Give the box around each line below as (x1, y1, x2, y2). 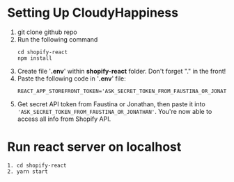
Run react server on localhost (7, 139, 182, 155)
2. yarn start (7, 168, 49, 175)
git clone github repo (17, 28, 78, 36)
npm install (17, 54, 52, 62)
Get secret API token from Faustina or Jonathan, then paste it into (17, 99, 205, 108)
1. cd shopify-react (7, 162, 68, 169)
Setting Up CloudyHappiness (7, 5, 179, 21)
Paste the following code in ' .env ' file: (17, 74, 127, 83)
